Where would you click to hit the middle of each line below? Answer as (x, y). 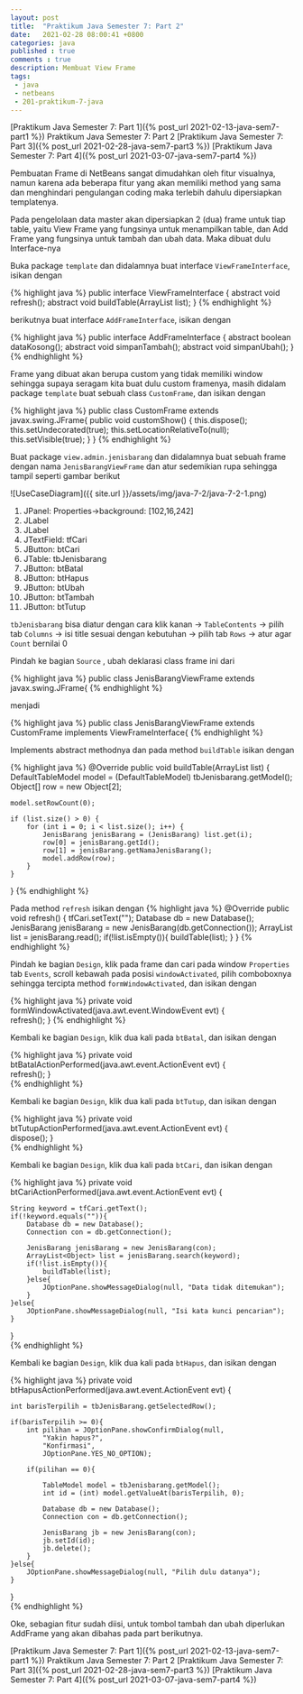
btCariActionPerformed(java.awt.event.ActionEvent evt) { (117, 1192)
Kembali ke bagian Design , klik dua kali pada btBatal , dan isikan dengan (143, 1037)
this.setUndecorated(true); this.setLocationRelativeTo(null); (120, 430)
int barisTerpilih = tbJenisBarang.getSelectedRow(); (114, 1407)
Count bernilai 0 (39, 644)
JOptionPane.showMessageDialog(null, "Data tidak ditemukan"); (164, 1288)
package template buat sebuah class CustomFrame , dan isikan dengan (138, 393)
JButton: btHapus (56, 578)
